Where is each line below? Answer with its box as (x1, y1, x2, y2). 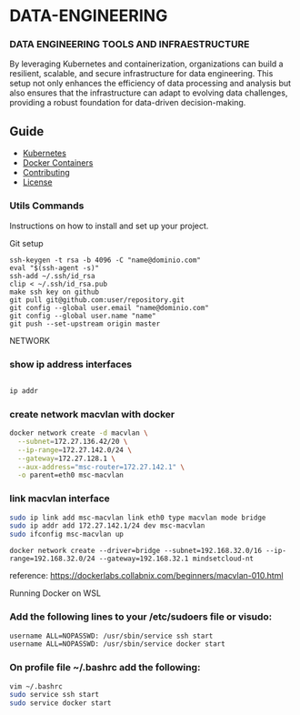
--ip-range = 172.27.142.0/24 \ (17, 445, 132, 455)
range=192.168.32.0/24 (9, 554, 95, 564)
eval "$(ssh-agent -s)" (9, 263, 100, 273)
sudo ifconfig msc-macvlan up (9, 529, 125, 539)
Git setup (9, 237, 44, 248)
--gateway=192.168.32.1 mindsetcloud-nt (98, 554, 255, 564)
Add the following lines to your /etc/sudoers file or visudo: (9, 610, 273, 623)
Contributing (22, 167, 70, 178)
